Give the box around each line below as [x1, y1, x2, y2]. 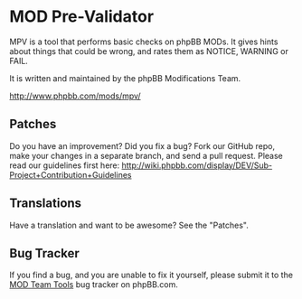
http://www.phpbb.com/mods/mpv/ [9, 90, 142, 101]
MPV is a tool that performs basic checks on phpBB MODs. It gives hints [9, 36, 278, 47]
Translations [9, 196, 82, 211]
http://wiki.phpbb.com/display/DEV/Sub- [121, 160, 273, 171]
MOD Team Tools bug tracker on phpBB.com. [9, 279, 179, 290]
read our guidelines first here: [9, 160, 120, 171]
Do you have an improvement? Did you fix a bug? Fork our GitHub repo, [9, 140, 276, 151]
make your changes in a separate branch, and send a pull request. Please [9, 150, 283, 161]
